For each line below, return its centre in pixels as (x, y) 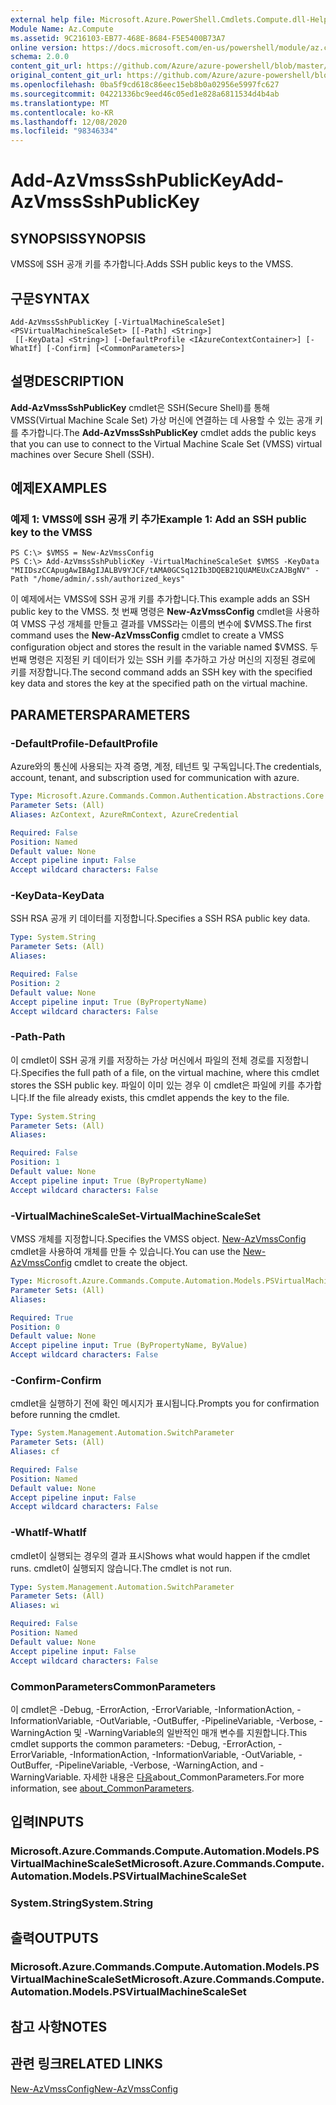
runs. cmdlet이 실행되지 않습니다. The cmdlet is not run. (121, 1568)
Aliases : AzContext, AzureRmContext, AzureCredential (125, 814)
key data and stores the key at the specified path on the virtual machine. (159, 683)
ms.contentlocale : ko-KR (62, 112)
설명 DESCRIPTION (67, 381)
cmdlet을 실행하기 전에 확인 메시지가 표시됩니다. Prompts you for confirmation (165, 1403)
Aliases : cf (35, 1452)
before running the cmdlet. (65, 1415)
